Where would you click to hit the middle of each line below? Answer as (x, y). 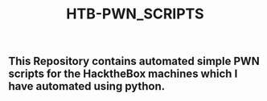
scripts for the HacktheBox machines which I (123, 74)
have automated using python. (87, 86)
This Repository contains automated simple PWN (134, 61)
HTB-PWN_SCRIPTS (135, 14)
